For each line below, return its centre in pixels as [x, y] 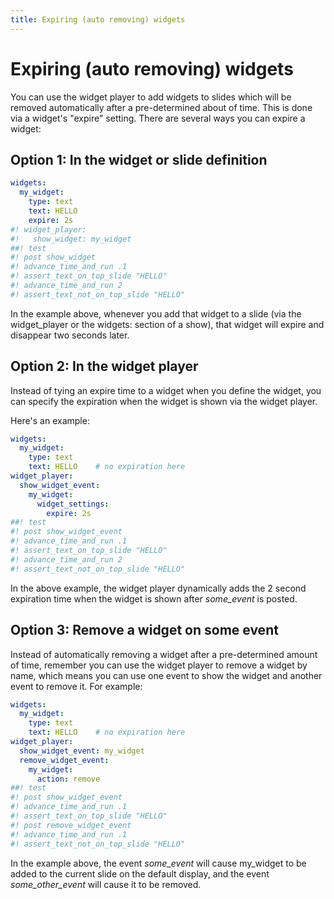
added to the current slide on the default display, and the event [140, 873]
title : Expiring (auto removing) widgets [98, 19]
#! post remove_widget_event [71, 825]
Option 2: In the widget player [104, 366]
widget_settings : [73, 504]
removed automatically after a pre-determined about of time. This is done [161, 107]
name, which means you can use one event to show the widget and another [166, 675]
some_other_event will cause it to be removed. [106, 884]
